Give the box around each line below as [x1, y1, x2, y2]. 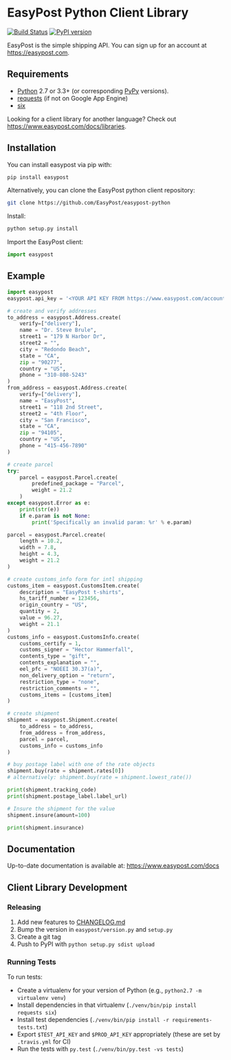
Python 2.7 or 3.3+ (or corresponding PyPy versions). [16, 86, 169, 95]
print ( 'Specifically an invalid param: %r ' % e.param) [32, 519, 192, 526]
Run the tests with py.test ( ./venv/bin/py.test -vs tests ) [16, 1045, 184, 1053]
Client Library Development [7, 881, 128, 893]
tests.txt [16, 1024, 46, 1031]
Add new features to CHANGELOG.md [16, 918, 126, 926]
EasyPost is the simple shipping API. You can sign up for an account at [7, 41, 208, 49]
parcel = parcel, [19, 736, 69, 743]
